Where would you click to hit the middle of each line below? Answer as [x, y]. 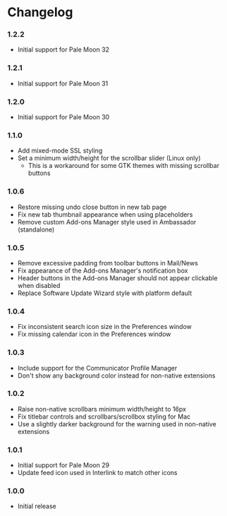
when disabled [39, 285]
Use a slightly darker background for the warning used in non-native [117, 424]
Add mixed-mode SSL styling [60, 151]
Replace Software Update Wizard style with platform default [105, 293]
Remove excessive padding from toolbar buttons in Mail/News [108, 263]
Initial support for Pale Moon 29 [63, 465]
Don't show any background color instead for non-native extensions [116, 376]
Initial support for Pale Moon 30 [63, 117]
